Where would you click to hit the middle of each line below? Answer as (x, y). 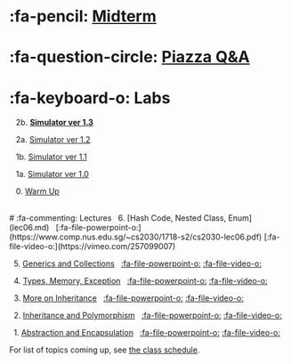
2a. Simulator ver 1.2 (53, 140)
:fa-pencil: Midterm (83, 16)
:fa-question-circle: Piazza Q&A (130, 57)
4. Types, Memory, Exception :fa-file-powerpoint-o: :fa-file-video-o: (140, 281)
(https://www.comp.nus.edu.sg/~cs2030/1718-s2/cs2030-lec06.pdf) (136, 237)
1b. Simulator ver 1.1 (51, 157)
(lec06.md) (29, 228)
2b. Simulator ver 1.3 (54, 123)
